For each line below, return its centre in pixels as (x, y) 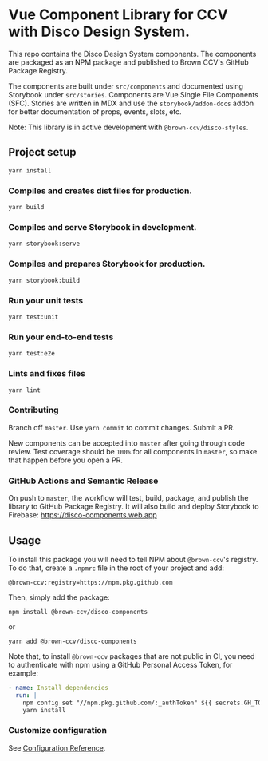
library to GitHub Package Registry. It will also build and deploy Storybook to (134, 507)
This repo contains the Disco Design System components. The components (132, 54)
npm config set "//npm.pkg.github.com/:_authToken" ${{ (118, 703)
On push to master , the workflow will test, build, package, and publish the (128, 498)
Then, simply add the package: (59, 597)
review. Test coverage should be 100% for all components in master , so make (133, 451)
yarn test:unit (33, 317)
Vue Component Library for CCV (118, 15)
